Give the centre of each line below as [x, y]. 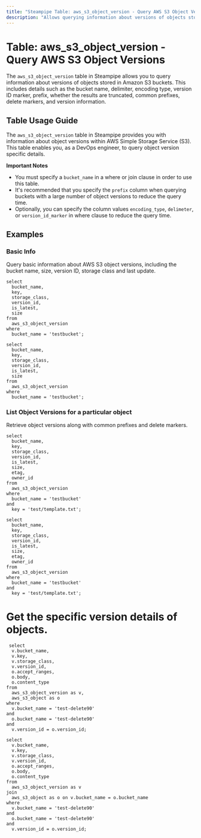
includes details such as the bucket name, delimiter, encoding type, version [99, 89]
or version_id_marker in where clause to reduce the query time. [93, 216]
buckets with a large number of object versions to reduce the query [98, 196]
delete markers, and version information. [56, 102]
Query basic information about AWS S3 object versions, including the [92, 264]
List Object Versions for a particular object [69, 412]
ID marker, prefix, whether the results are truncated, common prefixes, [93, 95]
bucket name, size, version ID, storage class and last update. [81, 271]
